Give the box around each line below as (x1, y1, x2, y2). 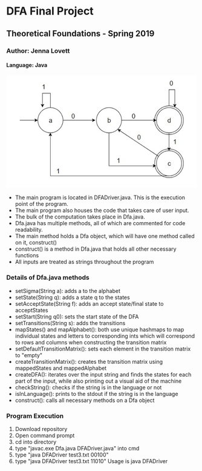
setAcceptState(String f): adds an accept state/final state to (15, 300, 164, 307)
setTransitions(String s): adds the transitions (15, 319, 126, 326)
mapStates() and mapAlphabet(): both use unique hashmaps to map (15, 326, 184, 333)
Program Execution (6, 412, 64, 420)
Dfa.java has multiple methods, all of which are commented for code (15, 220, 186, 227)
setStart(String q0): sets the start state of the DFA (15, 313, 139, 320)
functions (15, 252, 39, 259)
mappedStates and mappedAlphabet (15, 364, 107, 372)
